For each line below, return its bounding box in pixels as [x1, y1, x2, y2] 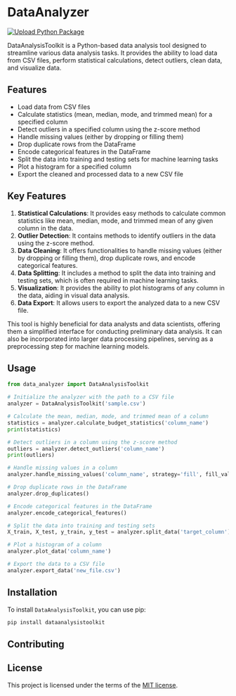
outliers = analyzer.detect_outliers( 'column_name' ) [7, 445, 165, 452]
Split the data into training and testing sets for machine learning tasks [17, 155, 219, 163]
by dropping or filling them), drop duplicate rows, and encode [17, 254, 196, 262]
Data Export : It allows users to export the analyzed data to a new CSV [17, 298, 220, 307]
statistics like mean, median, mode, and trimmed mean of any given [17, 216, 214, 225]
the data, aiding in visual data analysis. [17, 291, 130, 299]
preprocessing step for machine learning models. [7, 342, 150, 350]
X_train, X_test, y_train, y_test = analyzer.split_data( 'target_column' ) [7, 529, 231, 536]
